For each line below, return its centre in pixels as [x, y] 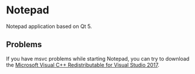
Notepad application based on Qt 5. [49, 26]
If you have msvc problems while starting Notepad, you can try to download [98, 58]
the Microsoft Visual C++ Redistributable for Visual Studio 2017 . [83, 65]
